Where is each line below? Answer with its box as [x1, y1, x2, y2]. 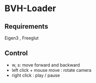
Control [4, 49, 28, 57]
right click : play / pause [11, 72, 60, 78]
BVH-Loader [4, 3, 57, 14]
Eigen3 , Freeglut [4, 35, 39, 41]
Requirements [4, 22, 48, 31]
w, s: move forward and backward [11, 62, 80, 68]
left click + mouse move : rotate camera [11, 67, 92, 73]
